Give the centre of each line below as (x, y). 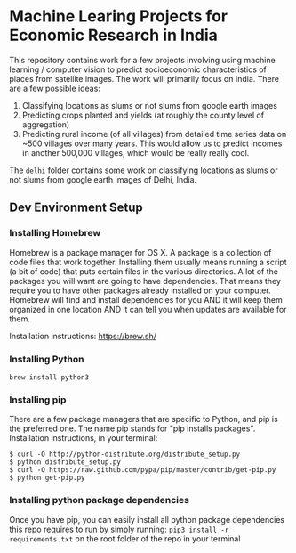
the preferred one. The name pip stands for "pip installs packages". (132, 428)
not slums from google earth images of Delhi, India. (103, 179)
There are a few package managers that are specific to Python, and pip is (144, 419)
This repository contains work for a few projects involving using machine (142, 60)
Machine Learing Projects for (119, 16)
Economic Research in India (113, 35)
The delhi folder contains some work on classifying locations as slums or (144, 170)
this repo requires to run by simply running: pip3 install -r (119, 529)
